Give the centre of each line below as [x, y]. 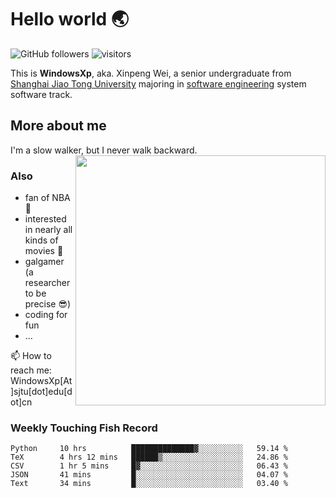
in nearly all [48, 230]
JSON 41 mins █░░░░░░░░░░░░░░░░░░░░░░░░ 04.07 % [149, 475]
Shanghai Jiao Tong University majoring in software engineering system [158, 83]
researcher [47, 283]
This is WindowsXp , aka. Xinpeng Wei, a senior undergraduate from [151, 73]
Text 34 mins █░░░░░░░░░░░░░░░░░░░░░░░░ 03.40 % [149, 484]
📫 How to [31, 356]
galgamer [44, 262]
